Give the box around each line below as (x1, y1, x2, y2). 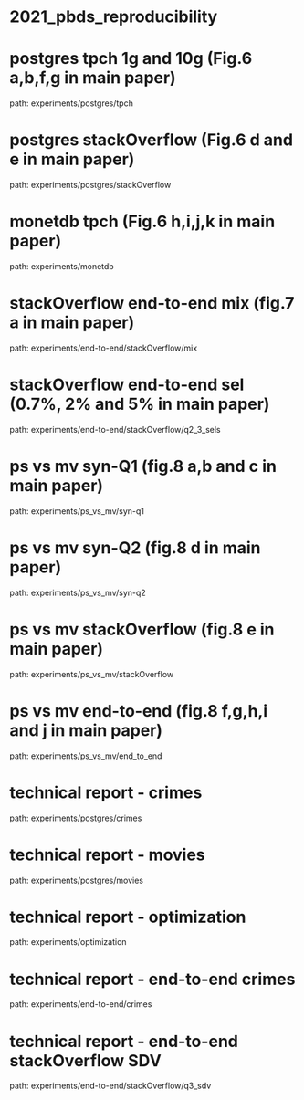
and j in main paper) (9, 719, 162, 740)
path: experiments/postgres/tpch (9, 98, 134, 109)
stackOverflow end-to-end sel (9, 374, 245, 395)
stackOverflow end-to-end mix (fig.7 (9, 293, 295, 314)
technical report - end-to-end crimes (9, 969, 296, 990)
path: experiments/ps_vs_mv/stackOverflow (9, 668, 174, 679)
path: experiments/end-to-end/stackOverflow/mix (9, 342, 198, 353)
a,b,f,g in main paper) (9, 68, 176, 89)
